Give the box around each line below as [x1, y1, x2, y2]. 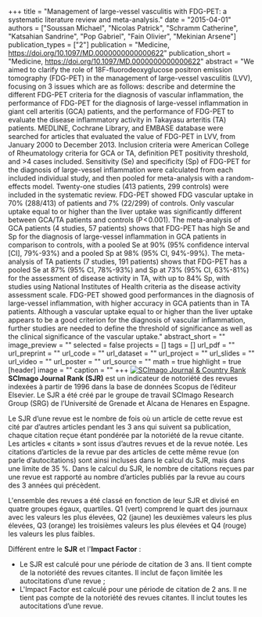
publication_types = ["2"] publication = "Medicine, [8, 40, 170, 49]
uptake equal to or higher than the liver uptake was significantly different [8, 207, 242, 216]
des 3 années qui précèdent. [8, 480, 101, 490]
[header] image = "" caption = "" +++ [8, 365, 129, 374]
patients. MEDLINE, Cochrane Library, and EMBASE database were [8, 123, 224, 133]
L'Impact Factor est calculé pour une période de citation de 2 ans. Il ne [19, 585, 247, 593]
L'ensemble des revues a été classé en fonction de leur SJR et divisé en [8, 496, 240, 505]
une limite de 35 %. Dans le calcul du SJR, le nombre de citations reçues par [8, 464, 255, 473]
